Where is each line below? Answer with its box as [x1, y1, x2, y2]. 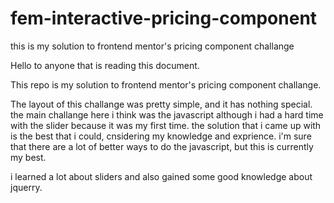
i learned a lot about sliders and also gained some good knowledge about [10, 170, 313, 182]
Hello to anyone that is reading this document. [10, 59, 200, 71]
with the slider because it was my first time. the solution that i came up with [10, 119, 322, 131]
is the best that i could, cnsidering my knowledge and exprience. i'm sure [10, 130, 312, 142]
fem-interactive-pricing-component [10, 7, 318, 30]
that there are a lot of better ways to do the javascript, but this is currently [10, 140, 314, 152]
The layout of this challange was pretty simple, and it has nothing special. [10, 98, 313, 110]
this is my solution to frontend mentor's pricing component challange [10, 40, 295, 52]
